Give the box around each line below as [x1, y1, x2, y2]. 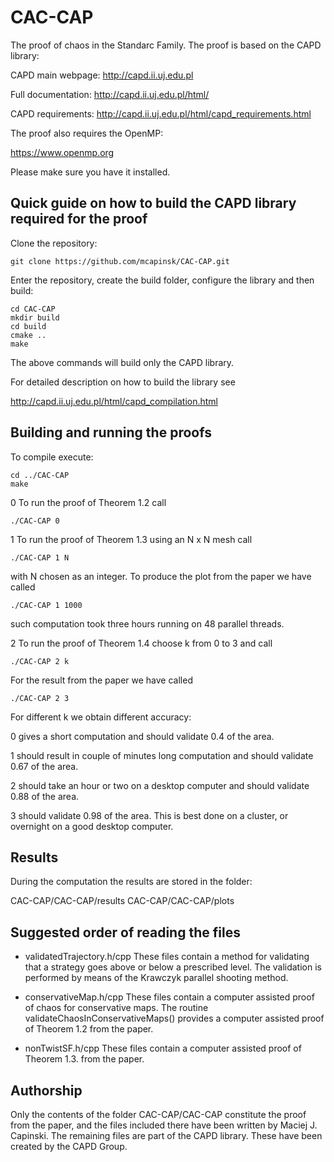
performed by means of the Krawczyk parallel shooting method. [24, 972, 289, 984]
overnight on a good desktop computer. [10, 820, 174, 832]
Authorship [10, 1082, 83, 1099]
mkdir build [10, 312, 60, 323]
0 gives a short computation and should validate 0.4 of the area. [10, 730, 275, 742]
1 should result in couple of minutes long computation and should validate [10, 749, 314, 761]
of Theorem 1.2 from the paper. [24, 1023, 154, 1035]
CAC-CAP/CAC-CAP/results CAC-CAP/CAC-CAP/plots [10, 895, 235, 907]
